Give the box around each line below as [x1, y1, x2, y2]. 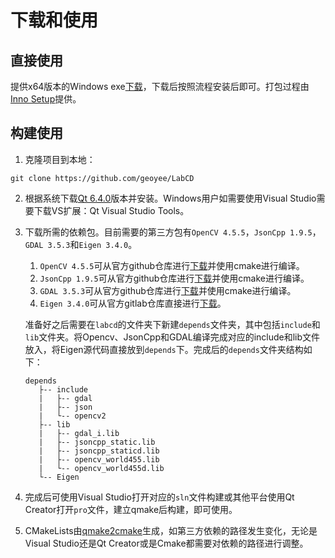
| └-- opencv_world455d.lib [38, 463, 165, 473]
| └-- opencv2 [38, 411, 107, 421]
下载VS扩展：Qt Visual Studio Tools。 [33, 204, 190, 216]
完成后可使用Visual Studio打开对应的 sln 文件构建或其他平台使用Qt [24, 491, 295, 503]
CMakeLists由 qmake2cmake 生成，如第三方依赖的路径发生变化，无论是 [24, 524, 318, 536]
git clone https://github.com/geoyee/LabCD [10, 173, 195, 183]
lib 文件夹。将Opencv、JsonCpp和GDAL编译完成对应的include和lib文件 [24, 331, 321, 343]
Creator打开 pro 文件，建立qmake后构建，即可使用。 [24, 503, 238, 515]
